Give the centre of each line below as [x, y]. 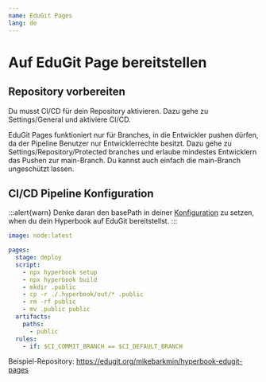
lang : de [23, 23]
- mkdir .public [50, 287]
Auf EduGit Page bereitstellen [108, 62]
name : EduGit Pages [40, 16]
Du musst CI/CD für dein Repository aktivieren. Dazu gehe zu [108, 111]
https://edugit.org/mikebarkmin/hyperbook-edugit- [159, 361]
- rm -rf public [50, 302]
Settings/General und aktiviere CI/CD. [69, 119]
